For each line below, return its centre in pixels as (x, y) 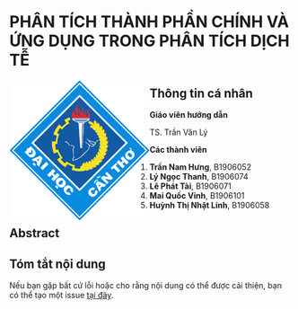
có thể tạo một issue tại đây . (61, 296)
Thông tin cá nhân (201, 93)
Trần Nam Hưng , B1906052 (201, 167)
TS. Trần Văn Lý (179, 132)
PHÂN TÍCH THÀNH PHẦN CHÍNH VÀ (149, 22)
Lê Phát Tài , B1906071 (190, 186)
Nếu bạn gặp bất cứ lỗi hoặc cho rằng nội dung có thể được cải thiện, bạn (146, 286)
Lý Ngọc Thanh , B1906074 (199, 177)
